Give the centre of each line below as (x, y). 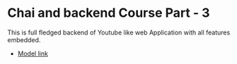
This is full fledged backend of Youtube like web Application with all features (119, 32)
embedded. (24, 39)
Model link (33, 53)
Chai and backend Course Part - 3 (109, 13)
